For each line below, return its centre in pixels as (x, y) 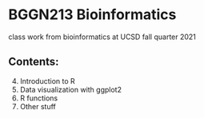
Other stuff (38, 106)
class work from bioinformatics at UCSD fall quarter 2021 (102, 37)
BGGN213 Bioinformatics (92, 15)
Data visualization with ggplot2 (71, 89)
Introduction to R (48, 81)
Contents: (34, 62)
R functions (39, 98)
